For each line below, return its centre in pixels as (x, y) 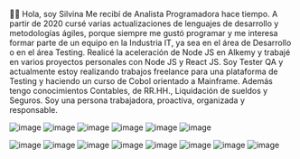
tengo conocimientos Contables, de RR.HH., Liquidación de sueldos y (139, 91)
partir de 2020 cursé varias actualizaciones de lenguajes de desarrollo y (144, 23)
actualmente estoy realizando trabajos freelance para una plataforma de (144, 71)
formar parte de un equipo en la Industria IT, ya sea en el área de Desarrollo (150, 42)
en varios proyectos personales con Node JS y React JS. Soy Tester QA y (146, 62)
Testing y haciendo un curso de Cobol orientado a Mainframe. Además (141, 81)
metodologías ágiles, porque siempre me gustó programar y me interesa (144, 33)
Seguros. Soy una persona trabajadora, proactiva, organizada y (127, 100)
